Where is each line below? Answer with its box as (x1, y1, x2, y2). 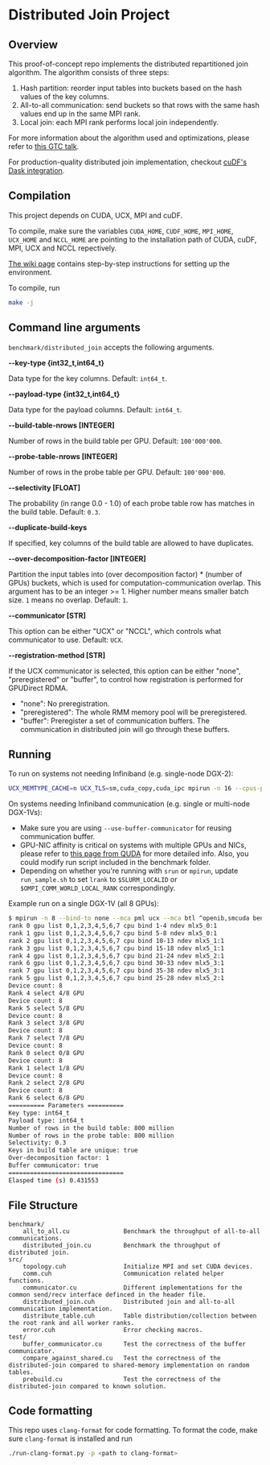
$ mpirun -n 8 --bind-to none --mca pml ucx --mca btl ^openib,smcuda (8, 914, 250, 923)
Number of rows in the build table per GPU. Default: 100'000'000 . (8, 436, 223, 445)
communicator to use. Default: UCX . (8, 635, 124, 644)
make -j (8, 298, 35, 307)
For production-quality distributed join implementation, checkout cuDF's (8, 157, 247, 167)
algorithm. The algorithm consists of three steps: (8, 68, 170, 77)
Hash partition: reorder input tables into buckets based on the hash (19, 83, 243, 93)
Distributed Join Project (8, 6, 170, 24)
